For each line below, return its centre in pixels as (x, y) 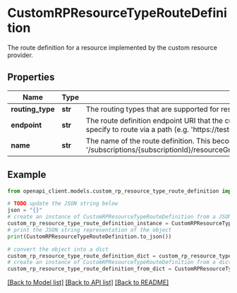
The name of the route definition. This (148, 140)
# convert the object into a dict (58, 249)
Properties (31, 77)
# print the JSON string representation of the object (90, 230)
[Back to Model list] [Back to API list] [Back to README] (88, 282)
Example (27, 175)
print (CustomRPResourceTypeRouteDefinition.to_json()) (90, 237)
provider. (20, 55)
